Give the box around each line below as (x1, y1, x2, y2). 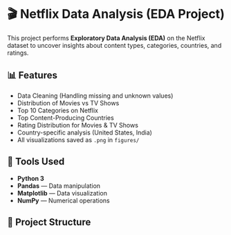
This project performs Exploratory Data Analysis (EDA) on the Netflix (7, 33, 205, 42)
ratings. (7, 49, 29, 57)
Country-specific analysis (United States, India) (17, 128, 152, 137)
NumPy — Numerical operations (17, 196, 111, 204)
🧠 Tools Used (7, 156, 65, 168)
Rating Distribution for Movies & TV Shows (17, 121, 138, 129)
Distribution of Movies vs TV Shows (17, 98, 120, 107)
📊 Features (7, 69, 57, 81)
